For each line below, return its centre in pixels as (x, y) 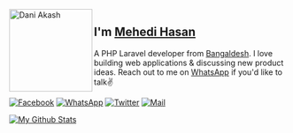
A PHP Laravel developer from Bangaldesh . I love (183, 53)
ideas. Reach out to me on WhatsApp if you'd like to (189, 72)
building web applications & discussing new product (189, 63)
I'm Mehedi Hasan (145, 32)
